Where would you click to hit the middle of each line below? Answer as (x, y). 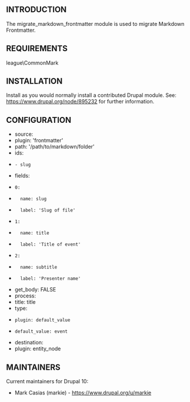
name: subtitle (39, 267)
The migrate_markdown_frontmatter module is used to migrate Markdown (95, 24)
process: (25, 296)
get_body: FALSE (35, 290)
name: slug (34, 199)
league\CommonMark (32, 63)
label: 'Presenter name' (51, 279)
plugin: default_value (42, 320)
